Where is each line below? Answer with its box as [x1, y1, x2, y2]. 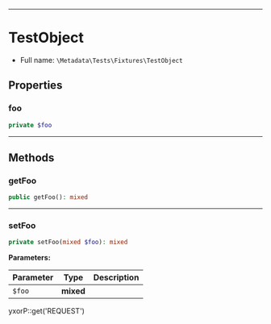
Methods [8, 151, 55, 164]
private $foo [8, 121, 52, 129]
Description [93, 272, 140, 283]
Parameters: [8, 253, 51, 263]
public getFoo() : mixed [8, 193, 89, 201]
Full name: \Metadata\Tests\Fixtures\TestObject [19, 55, 183, 64]
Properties [8, 78, 63, 93]
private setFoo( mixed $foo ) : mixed [8, 239, 128, 247]
